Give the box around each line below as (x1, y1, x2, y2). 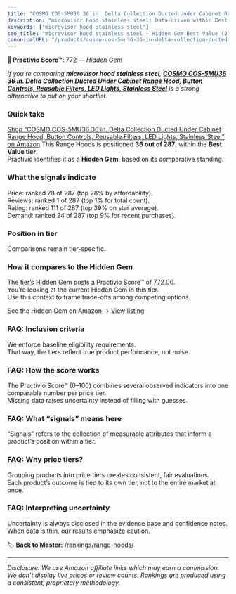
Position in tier (7, 228, 58, 238)
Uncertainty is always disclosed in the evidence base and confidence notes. (7, 519, 228, 527)
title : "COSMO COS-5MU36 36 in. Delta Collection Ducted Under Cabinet (7, 10, 221, 18)
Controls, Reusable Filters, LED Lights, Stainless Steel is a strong (7, 84, 200, 93)
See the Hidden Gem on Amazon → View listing (7, 306, 145, 315)
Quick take (7, 110, 45, 120)
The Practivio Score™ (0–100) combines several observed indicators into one (7, 381, 229, 389)
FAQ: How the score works (7, 365, 100, 375)
